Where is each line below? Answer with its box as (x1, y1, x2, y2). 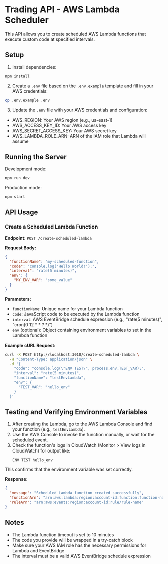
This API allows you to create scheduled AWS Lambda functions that (5, 31, 146, 37)
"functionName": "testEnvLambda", (14, 375, 86, 380)
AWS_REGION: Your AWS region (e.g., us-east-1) (12, 117, 113, 123)
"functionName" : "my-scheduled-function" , (9, 259, 99, 264)
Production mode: (5, 185, 42, 191)
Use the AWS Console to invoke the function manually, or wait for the (12, 432, 155, 438)
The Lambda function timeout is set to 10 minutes (12, 531, 114, 538)
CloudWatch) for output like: (12, 448, 71, 454)
